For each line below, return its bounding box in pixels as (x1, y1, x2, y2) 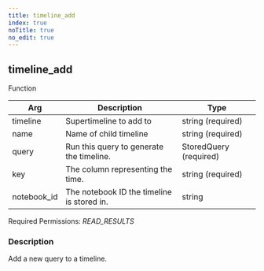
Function (8, 84, 37, 93)
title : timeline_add (8, 11, 76, 20)
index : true (8, 19, 47, 27)
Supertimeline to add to (65, 116, 152, 127)
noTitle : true (8, 26, 55, 34)
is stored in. (65, 196, 108, 207)
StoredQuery (181, 141, 229, 152)
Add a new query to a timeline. (8, 254, 108, 264)
